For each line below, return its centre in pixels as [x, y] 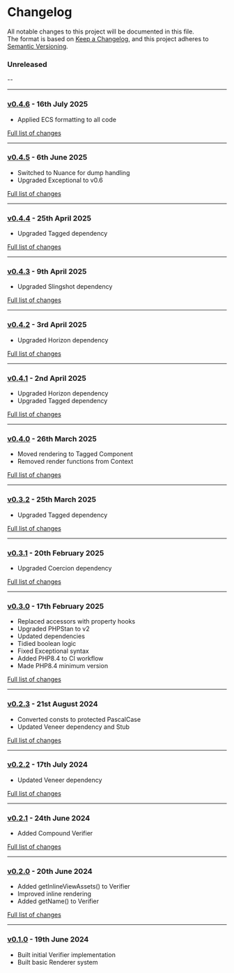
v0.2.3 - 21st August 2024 [53, 704]
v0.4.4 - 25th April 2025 [49, 218]
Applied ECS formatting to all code [67, 119]
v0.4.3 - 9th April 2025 [47, 271]
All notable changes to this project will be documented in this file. [101, 31]
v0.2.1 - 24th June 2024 [49, 818]
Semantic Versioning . [38, 46]
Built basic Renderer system [57, 962]
